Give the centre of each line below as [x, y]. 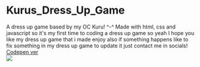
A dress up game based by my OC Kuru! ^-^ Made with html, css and [91, 27]
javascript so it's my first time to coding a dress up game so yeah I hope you [100, 33]
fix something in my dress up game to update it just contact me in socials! [97, 46]
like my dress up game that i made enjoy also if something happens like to [97, 39]
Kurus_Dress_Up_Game [66, 10]
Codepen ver [22, 52]
